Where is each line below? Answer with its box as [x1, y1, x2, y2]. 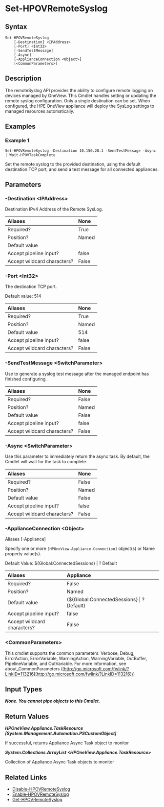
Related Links [5, 773, 47, 782]
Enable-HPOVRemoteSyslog [12, 791, 69, 797]
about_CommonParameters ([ [5, 665, 64, 671]
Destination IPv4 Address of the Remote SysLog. [5, 206, 103, 212]
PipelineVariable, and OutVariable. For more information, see [5, 661, 126, 666]
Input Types [5, 685, 42, 693]
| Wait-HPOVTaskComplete [5, 152, 56, 157]
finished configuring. [5, 376, 47, 382]
